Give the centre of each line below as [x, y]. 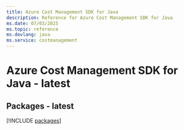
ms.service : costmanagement [42, 40]
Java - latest [38, 84]
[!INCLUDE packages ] [34, 121]
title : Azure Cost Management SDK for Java [62, 12]
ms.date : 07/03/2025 [33, 23]
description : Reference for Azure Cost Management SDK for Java [90, 18]
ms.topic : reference [33, 29]
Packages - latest [40, 106]
